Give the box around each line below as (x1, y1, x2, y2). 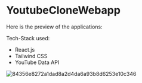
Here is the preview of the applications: (6, 23, 103, 30)
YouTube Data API (14, 59, 60, 66)
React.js (14, 46, 35, 53)
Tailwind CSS (14, 52, 48, 59)
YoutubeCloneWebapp (6, 4, 121, 17)
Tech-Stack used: (6, 34, 50, 41)
